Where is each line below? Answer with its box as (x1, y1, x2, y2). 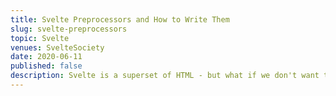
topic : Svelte (10, 33, 70, 43)
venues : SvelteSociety (10, 42, 105, 53)
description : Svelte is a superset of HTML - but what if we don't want (10, 71, 320, 81)
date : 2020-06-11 (10, 52, 83, 62)
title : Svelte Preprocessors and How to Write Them (10, 14, 230, 25)
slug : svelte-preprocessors (10, 24, 128, 34)
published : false (10, 61, 83, 71)
